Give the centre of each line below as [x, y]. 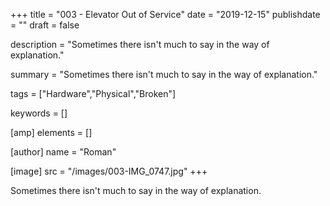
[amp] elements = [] [51, 132]
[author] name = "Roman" [63, 152]
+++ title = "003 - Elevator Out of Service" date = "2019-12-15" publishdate [165, 14]
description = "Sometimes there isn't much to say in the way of [140, 44]
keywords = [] [39, 113]
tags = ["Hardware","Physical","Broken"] [93, 93]
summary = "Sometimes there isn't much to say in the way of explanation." [164, 74]
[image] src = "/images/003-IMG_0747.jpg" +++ [109, 171]
